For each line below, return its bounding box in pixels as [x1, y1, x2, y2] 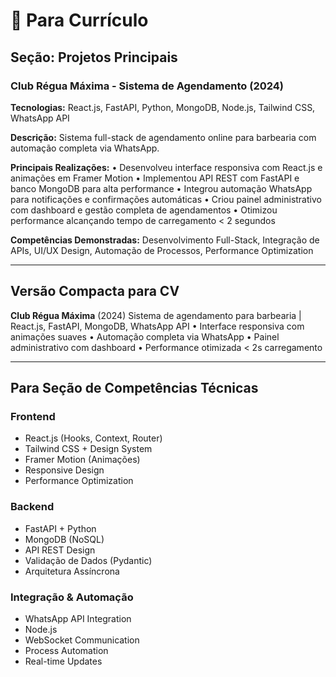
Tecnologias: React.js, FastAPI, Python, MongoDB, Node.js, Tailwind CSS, [10, 101, 316, 113]
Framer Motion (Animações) [24, 454, 141, 466]
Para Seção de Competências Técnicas [10, 380, 259, 397]
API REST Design [24, 544, 96, 556]
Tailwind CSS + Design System [24, 443, 153, 455]
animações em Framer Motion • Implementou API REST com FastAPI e [10, 172, 300, 184]
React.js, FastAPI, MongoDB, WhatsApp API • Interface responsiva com [10, 320, 305, 332]
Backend [10, 500, 55, 514]
